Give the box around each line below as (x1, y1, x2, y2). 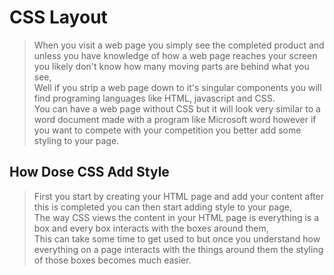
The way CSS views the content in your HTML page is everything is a (33, 211, 320, 223)
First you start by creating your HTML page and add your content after (33, 190, 325, 202)
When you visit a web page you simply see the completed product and (33, 39, 325, 51)
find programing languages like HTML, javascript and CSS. (33, 92, 276, 104)
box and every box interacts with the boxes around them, (33, 222, 269, 234)
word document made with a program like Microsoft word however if (33, 113, 317, 125)
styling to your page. (33, 134, 120, 146)
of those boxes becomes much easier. (33, 254, 192, 266)
